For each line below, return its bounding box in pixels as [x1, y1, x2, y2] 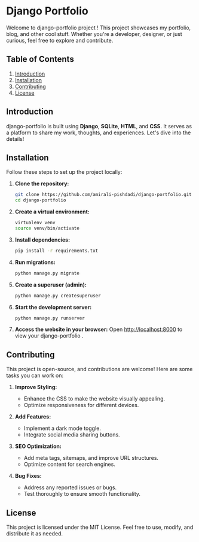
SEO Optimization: [14, 442, 62, 450]
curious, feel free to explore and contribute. [6, 37, 114, 44]
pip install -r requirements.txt [14, 248, 99, 254]
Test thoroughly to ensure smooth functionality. [23, 490, 141, 498]
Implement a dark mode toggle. [23, 424, 102, 432]
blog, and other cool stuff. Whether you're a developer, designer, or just [6, 30, 182, 37]
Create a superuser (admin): [14, 281, 87, 288]
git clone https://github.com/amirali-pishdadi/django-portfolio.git [14, 192, 192, 198]
